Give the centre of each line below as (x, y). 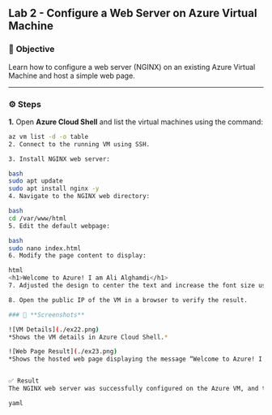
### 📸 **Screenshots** (47, 315)
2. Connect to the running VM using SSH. (79, 144)
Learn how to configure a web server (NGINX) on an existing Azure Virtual (132, 67)
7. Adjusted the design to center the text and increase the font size (132, 286)
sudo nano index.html (45, 248)
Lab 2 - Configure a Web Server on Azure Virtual (133, 13)
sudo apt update (36, 181)
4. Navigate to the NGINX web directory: (79, 197)
